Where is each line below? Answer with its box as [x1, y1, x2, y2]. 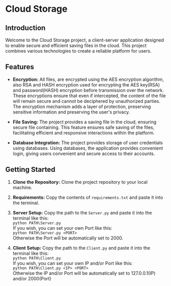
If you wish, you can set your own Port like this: [12, 225, 112, 231]
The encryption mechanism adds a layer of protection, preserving [12, 103, 151, 109]
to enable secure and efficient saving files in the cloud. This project [5, 42, 147, 49]
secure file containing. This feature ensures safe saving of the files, [12, 124, 155, 130]
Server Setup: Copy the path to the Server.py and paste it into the [12, 209, 152, 215]
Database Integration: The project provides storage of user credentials [12, 139, 163, 146]
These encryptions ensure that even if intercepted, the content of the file [12, 93, 166, 99]
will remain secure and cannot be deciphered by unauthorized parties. [12, 98, 161, 104]
